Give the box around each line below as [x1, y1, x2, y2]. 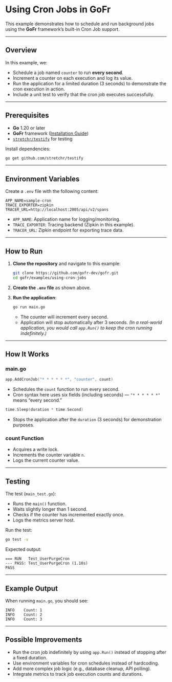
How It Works [5, 350, 50, 358]
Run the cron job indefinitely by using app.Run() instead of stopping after [12, 649, 166, 655]
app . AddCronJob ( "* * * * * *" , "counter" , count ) [5, 377, 114, 382]
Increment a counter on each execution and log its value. [12, 75, 133, 81]
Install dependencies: [5, 146, 51, 152]
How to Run [5, 247, 43, 256]
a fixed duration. [12, 654, 48, 660]
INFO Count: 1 [5, 607, 42, 613]
